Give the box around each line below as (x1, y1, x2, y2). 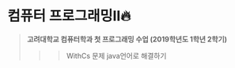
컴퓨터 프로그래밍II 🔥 (7, 7, 131, 25)
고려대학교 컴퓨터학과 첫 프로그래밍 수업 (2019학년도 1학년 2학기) (26, 34, 227, 44)
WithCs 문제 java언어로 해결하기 (66, 51, 167, 60)
